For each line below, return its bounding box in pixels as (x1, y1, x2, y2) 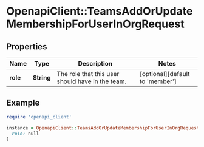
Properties (6, 41, 47, 52)
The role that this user (56, 70, 120, 78)
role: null (12, 131, 39, 137)
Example (6, 98, 40, 108)
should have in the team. (56, 77, 127, 86)
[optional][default (139, 70, 190, 78)
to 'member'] (139, 77, 177, 86)
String (32, 73, 51, 81)
